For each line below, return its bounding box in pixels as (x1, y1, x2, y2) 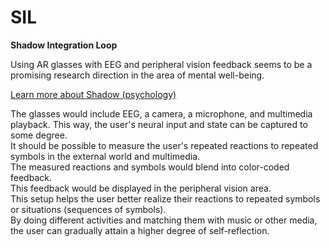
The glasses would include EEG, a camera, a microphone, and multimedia (10, 107, 313, 120)
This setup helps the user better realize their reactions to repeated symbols (10, 192, 321, 205)
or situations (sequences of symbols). (10, 203, 167, 215)
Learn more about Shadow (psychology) (10, 88, 177, 100)
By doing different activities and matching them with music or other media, (10, 214, 318, 226)
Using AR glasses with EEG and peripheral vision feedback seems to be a (10, 58, 313, 70)
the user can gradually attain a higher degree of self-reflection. (10, 224, 270, 236)
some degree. (10, 129, 68, 141)
